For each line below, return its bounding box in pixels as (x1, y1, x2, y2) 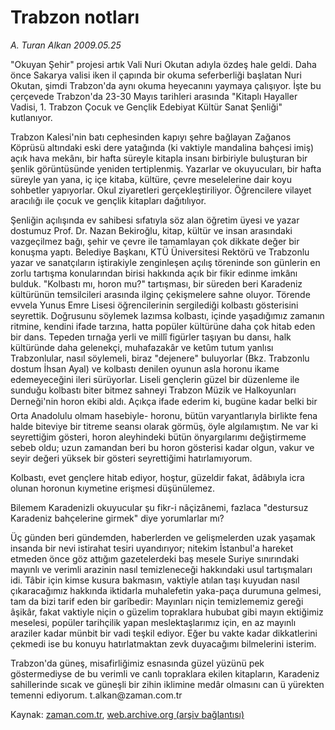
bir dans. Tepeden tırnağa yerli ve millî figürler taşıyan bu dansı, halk (10, 331, 292, 343)
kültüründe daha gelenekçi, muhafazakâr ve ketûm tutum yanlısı (10, 341, 274, 353)
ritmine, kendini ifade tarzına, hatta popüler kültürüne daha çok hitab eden (10, 320, 316, 332)
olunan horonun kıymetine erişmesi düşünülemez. (10, 482, 216, 494)
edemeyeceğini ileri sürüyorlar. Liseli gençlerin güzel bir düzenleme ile (10, 373, 300, 385)
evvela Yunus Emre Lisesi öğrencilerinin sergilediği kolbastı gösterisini (10, 299, 299, 311)
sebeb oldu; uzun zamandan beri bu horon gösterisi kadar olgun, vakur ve (10, 441, 315, 453)
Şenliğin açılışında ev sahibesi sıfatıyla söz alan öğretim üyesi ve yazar (10, 214, 300, 226)
